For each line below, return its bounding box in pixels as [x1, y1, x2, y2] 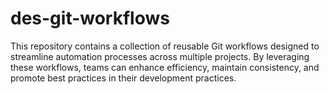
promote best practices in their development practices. [10, 72, 237, 84]
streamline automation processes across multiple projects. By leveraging [10, 50, 310, 62]
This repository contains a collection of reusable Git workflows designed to [10, 40, 320, 52]
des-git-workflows [10, 7, 170, 30]
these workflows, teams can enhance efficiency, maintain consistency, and [10, 61, 320, 73]
